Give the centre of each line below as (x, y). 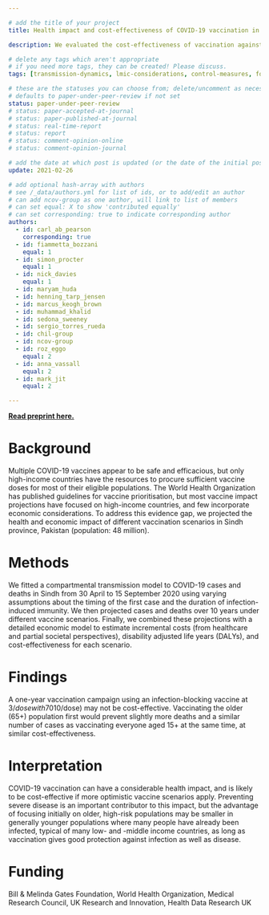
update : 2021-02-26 (41, 170)
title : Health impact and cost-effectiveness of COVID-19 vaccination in (134, 30)
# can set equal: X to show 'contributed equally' (94, 207)
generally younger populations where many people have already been (124, 822)
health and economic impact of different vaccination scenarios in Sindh (126, 522)
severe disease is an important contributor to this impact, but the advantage (133, 805)
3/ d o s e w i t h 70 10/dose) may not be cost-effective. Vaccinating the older (126, 708)
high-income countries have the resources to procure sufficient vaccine (127, 479)
